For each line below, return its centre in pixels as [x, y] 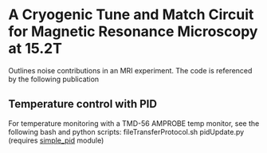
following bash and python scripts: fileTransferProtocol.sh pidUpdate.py [126, 131]
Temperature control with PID [83, 104]
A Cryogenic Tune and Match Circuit [131, 15]
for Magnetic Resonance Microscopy [133, 31]
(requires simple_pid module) [56, 140]
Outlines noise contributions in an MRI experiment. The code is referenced [130, 70]
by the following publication [54, 79]
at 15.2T [35, 49]
